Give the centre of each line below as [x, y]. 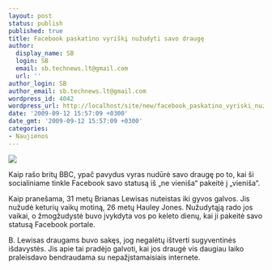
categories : [28, 129]
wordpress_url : [34, 106]
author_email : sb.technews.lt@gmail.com [78, 91]
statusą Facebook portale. [52, 224]
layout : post [30, 16]
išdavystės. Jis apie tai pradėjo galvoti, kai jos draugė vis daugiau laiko [126, 248]
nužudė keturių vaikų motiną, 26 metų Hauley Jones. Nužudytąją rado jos [131, 207]
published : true [36, 31]
